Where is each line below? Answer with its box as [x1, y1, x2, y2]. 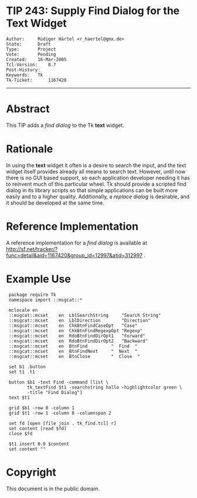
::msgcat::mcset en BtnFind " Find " [8, 343, 138, 349]
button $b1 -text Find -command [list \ [8, 379, 109, 385]
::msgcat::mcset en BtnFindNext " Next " [8, 348, 138, 354]
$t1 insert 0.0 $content [8, 441, 69, 447]
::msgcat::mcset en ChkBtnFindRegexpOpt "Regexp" [8, 327, 143, 333]
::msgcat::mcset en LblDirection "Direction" [8, 317, 151, 323]
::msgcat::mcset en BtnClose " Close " [8, 353, 141, 359]
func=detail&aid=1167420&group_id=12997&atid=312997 [6, 252, 142, 259]
